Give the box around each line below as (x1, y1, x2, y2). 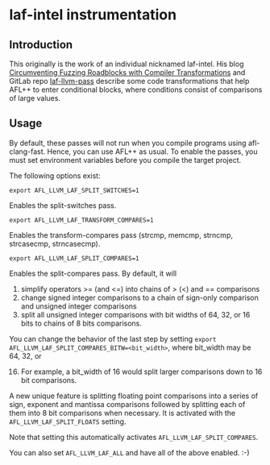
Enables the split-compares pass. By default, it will (9, 268, 177, 278)
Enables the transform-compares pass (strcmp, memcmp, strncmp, (9, 230, 233, 239)
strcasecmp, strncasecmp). (9, 239, 101, 248)
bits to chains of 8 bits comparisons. (20, 318, 142, 328)
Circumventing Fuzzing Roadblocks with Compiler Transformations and (9, 68, 246, 77)
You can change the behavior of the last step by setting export (9, 334, 217, 343)
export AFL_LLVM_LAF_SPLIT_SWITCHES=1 (9, 186, 139, 194)
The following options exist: (9, 171, 101, 181)
